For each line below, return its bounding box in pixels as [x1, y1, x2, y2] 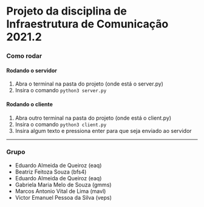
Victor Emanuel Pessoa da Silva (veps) [15, 194, 112, 201]
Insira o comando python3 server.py [15, 87, 107, 94]
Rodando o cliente [6, 100, 53, 107]
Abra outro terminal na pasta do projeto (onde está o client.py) [15, 114, 172, 121]
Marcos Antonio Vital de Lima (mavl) [15, 187, 106, 195]
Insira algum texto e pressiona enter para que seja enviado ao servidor [15, 127, 192, 134]
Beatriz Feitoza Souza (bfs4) [15, 168, 87, 175]
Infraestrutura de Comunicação [6, 17, 169, 31]
